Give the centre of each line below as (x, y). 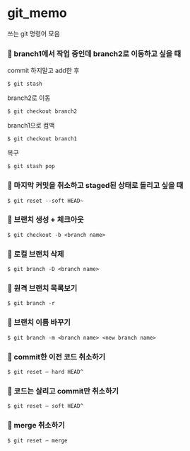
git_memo (37, 13)
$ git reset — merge (38, 440)
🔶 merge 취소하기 (36, 425)
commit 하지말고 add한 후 (43, 71)
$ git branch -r (31, 304)
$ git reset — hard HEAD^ (45, 372)
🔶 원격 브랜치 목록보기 (42, 289)
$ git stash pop (31, 167)
